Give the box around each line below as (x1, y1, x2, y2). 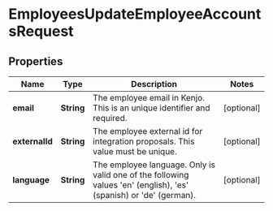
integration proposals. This (93, 136, 195, 147)
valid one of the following (93, 170, 189, 180)
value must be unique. (93, 146, 177, 157)
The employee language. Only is (93, 159, 215, 170)
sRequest (8, 22, 75, 41)
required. (93, 113, 128, 123)
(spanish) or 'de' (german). (93, 190, 197, 200)
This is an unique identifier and (93, 102, 210, 114)
